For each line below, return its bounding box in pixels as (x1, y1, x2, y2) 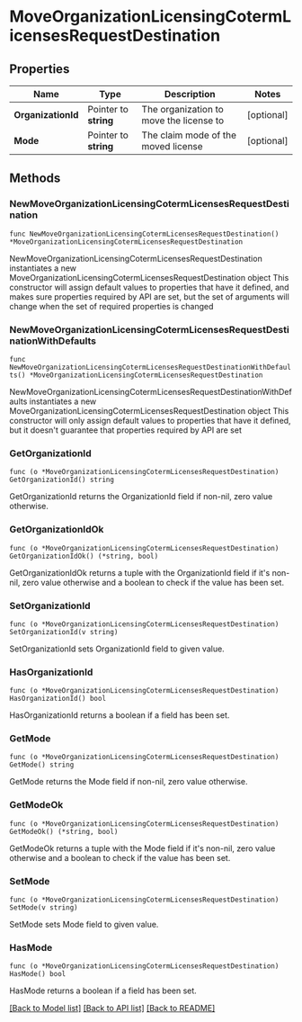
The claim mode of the (141, 129, 236, 141)
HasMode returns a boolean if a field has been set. (9, 985, 198, 996)
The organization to (141, 103, 225, 115)
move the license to (141, 114, 225, 127)
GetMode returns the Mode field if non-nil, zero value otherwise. (9, 776, 248, 787)
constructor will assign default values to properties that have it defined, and (9, 282, 289, 292)
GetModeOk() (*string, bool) (9, 827, 119, 836)
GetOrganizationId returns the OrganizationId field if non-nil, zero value (9, 491, 273, 502)
